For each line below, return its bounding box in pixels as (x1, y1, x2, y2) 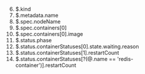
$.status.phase (15, 37, 52, 43)
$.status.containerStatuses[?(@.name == (15, 56, 116, 62)
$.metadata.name (15, 12, 59, 19)
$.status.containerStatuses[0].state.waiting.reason (15, 43, 139, 50)
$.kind (15, 6, 31, 12)
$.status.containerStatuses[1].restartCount (15, 49, 120, 56)
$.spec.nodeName (15, 18, 61, 25)
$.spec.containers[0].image (15, 31, 83, 38)
